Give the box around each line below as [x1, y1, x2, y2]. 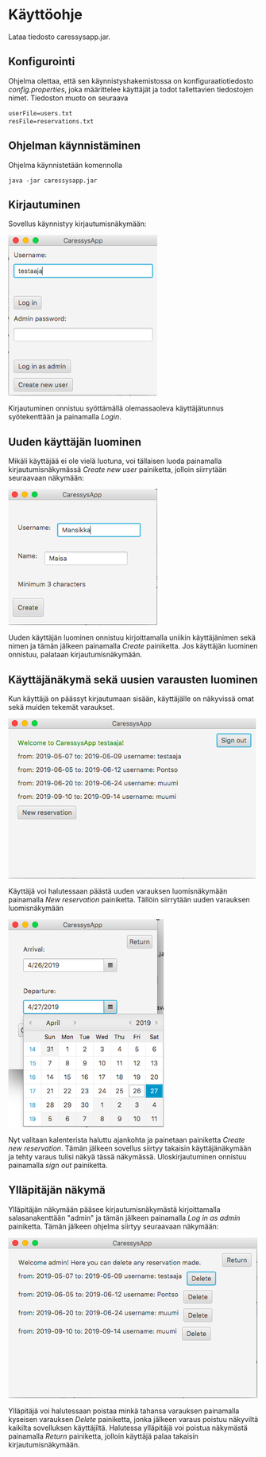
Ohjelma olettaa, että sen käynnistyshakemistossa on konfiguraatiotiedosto [8, 76, 254, 85]
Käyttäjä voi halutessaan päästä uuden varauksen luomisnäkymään [8, 886, 228, 896]
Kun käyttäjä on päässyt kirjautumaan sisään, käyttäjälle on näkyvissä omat [8, 694, 254, 703]
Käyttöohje [8, 6, 83, 24]
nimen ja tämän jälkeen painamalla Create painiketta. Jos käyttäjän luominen [8, 641, 258, 651]
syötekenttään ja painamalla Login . [8, 412, 121, 422]
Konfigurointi [8, 55, 75, 68]
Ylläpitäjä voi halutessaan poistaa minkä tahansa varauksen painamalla [8, 1406, 240, 1416]
